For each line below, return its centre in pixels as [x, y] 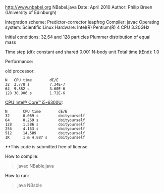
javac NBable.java [35, 166]
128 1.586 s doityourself [45, 125]
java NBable [29, 185]
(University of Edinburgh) [31, 12]
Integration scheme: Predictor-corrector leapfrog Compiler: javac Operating [82, 22]
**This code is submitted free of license [46, 147]
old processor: [20, 71]
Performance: [19, 61]
